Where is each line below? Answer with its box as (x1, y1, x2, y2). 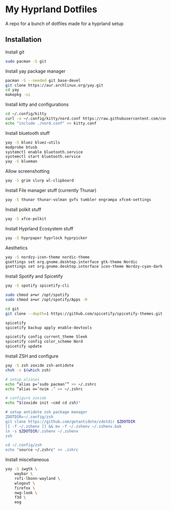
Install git (5, 49, 24, 55)
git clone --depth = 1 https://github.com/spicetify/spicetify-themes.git (5, 311, 163, 316)
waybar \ (14, 471, 33, 476)
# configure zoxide (5, 396, 47, 401)
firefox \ (14, 485, 36, 491)
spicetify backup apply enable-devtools (5, 325, 93, 330)
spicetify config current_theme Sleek (5, 334, 88, 339)
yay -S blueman (5, 159, 38, 164)
